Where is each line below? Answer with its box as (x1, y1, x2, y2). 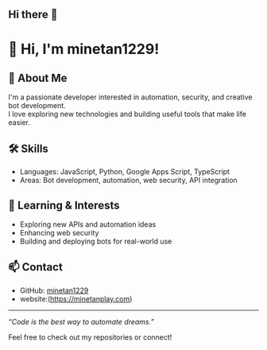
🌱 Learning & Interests (8, 198, 120, 212)
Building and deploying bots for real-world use (19, 236, 172, 247)
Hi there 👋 (8, 8, 58, 21)
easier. (8, 118, 30, 127)
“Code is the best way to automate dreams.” (8, 317, 155, 326)
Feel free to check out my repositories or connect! (8, 332, 172, 342)
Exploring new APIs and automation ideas (19, 220, 157, 229)
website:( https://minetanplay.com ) (19, 294, 133, 303)
